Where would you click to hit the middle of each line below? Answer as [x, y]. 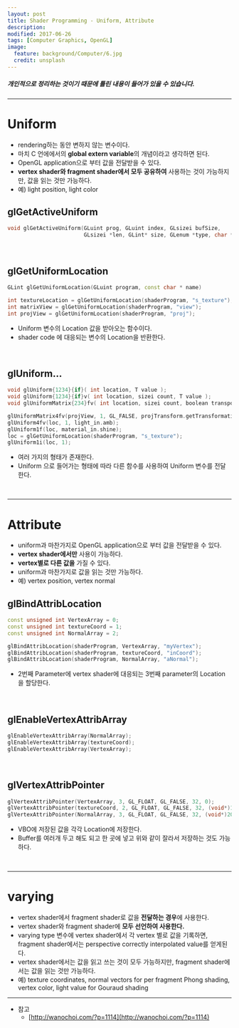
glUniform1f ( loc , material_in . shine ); [65, 429]
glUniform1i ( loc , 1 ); [39, 442]
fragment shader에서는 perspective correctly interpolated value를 [113, 944]
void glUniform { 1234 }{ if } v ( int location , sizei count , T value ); [110, 397]
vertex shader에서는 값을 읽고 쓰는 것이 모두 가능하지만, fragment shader [121, 962]
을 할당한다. [34, 683]
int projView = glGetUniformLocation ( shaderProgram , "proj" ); [101, 313]
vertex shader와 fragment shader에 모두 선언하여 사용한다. [101, 926]
